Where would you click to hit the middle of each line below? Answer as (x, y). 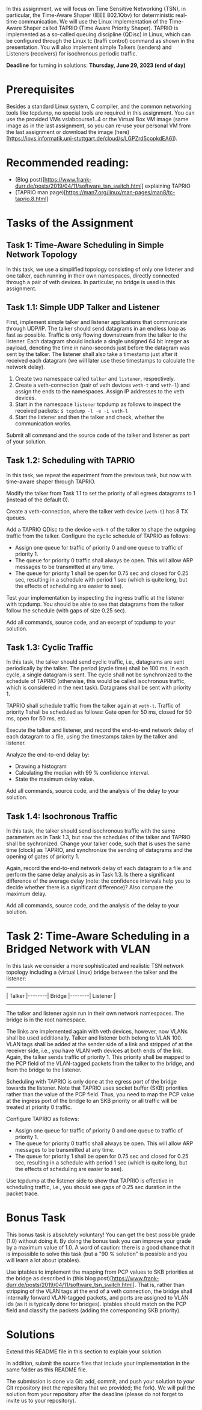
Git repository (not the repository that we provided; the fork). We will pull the (101, 1388)
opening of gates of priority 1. (43, 857)
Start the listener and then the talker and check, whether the (90, 417)
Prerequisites (41, 90)
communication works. (43, 423)
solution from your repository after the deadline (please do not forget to (95, 1394)
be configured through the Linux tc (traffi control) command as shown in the (100, 41)
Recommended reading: (68, 163)
